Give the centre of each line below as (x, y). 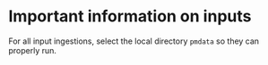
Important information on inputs (130, 16)
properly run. (33, 50)
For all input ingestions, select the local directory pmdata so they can (134, 41)
